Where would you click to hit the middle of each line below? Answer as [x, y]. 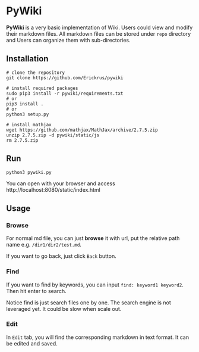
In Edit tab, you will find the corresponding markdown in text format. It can [97, 337]
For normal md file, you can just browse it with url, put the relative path [93, 238]
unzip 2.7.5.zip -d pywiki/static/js [53, 135]
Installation [27, 59]
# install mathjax [29, 124]
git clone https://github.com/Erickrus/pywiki [65, 78]
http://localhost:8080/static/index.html [53, 189]
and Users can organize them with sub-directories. [68, 40]
